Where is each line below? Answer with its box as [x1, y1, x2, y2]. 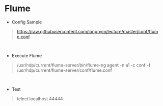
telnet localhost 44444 [16, 96, 63, 102]
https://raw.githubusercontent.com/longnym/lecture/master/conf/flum [16, 28, 158, 34]
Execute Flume [11, 52, 42, 59]
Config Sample [11, 19, 42, 25]
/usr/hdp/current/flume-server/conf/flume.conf [16, 67, 112, 73]
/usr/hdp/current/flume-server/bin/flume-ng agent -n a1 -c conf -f [16, 62, 151, 68]
